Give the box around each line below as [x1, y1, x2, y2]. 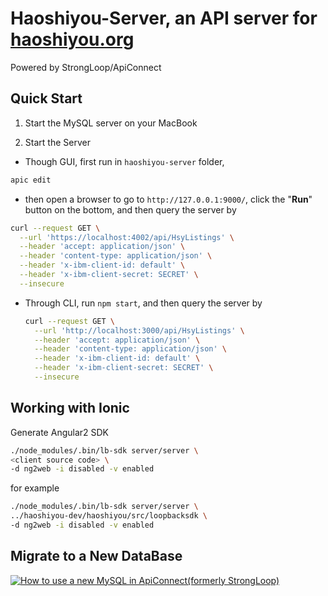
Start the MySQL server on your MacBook [24, 117, 198, 129]
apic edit [10, 175, 52, 185]
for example [10, 482, 60, 494]
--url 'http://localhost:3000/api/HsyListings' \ [34, 325, 245, 336]
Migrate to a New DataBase [10, 548, 183, 565]
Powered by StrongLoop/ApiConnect [10, 61, 162, 73]
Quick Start [10, 90, 83, 107]
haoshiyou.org [10, 28, 135, 51]
